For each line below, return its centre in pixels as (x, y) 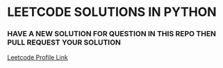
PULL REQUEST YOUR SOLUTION (64, 42)
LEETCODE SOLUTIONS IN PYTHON (112, 12)
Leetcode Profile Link (38, 58)
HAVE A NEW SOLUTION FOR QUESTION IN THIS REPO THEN (112, 34)
